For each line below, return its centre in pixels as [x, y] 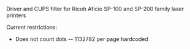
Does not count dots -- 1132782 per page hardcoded [82, 39]
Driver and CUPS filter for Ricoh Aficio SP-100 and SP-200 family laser [95, 9]
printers [16, 15]
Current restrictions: [32, 27]
